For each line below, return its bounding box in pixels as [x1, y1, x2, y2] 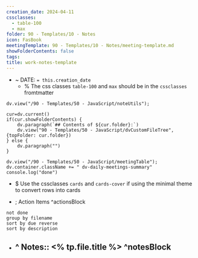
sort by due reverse [6, 220, 59, 227]
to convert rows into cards [14, 186, 81, 193]
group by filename [6, 215, 53, 221]
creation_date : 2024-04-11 [6, 8, 74, 15]
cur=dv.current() [6, 111, 50, 117]
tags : [6, 54, 20, 60]
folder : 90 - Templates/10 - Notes [6, 31, 96, 37]
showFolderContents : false [6, 48, 74, 54]
